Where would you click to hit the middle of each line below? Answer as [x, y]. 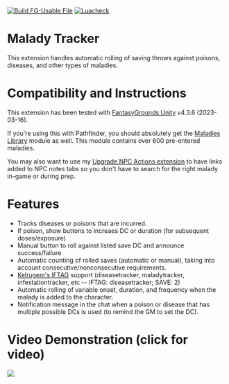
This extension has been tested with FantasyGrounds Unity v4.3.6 [101, 112]
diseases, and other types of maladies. [62, 65]
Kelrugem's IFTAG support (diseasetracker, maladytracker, [101, 274]
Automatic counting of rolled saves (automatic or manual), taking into [116, 260]
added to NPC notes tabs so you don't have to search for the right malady [113, 168]
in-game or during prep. [42, 176]
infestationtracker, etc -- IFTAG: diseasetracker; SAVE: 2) [99, 282]
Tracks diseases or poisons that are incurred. [82, 223]
